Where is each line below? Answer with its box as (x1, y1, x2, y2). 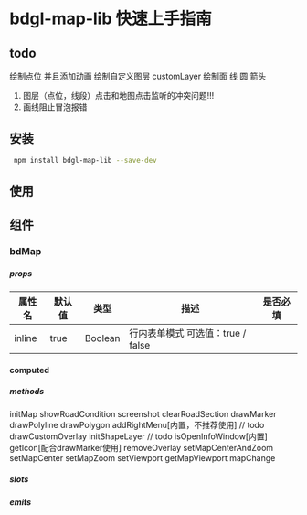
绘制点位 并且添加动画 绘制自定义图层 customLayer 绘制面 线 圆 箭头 (9, 70, 267, 81)
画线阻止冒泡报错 (22, 102, 88, 113)
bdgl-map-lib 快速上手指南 (9, 8, 212, 29)
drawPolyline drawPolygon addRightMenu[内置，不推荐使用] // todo (9, 419, 265, 430)
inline (14, 332, 37, 345)
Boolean (85, 332, 121, 345)
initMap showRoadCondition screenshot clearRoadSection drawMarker (9, 408, 277, 419)
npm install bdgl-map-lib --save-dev (13, 156, 157, 165)
